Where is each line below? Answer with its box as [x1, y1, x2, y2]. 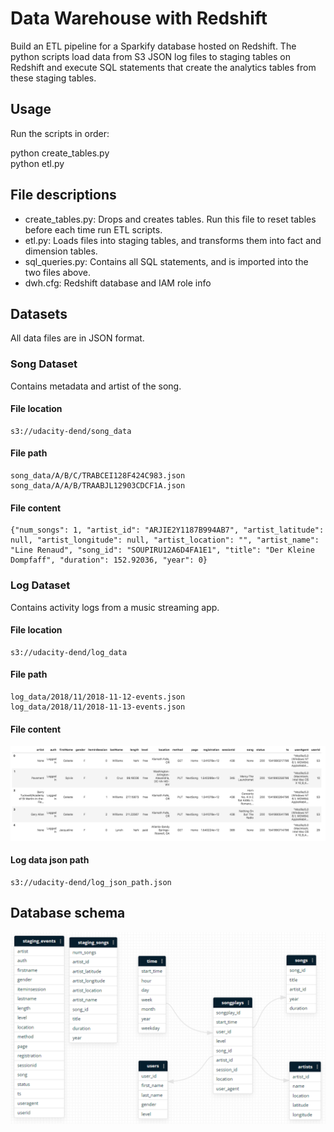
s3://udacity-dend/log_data [10, 647, 128, 657]
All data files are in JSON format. [10, 332, 145, 344]
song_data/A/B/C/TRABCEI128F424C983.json [10, 471, 186, 481]
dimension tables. [24, 245, 98, 257]
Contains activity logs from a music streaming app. [10, 601, 220, 613]
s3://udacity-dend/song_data [10, 426, 132, 436]
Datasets [10, 305, 68, 322]
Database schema [10, 905, 126, 922]
